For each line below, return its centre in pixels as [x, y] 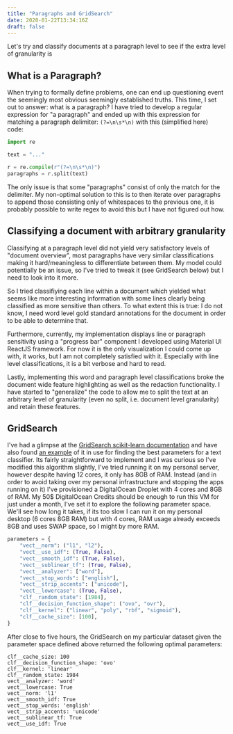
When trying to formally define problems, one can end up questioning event [115, 93]
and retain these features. [44, 406]
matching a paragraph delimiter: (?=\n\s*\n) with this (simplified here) [108, 122]
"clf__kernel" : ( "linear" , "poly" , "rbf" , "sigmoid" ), [101, 610]
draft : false [26, 26]
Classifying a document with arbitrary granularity [116, 231]
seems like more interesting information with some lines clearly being [106, 298]
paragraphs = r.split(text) [48, 174]
